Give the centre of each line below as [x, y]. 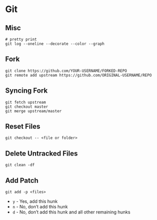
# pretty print [21, 39]
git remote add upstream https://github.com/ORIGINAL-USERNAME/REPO [78, 75]
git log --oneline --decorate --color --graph [55, 44]
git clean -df [20, 165]
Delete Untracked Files [42, 153]
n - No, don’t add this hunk [40, 207]
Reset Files [23, 127]
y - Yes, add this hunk [35, 201]
